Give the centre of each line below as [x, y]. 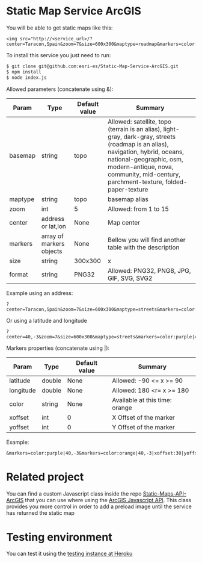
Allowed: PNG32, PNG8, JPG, [149, 270]
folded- [176, 182]
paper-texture [128, 189]
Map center [124, 222]
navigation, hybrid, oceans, [146, 152]
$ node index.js [26, 77]
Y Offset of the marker [144, 427]
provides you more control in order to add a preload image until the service [99, 506]
